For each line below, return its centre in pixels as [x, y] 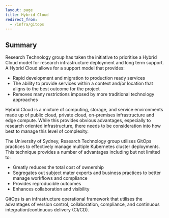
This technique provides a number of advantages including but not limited [83, 152]
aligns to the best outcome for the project [56, 89]
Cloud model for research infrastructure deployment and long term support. [85, 63]
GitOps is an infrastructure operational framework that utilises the [74, 199]
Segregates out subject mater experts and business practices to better [87, 173]
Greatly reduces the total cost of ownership [58, 167]
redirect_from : [21, 19]
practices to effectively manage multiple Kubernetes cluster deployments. [83, 147]
